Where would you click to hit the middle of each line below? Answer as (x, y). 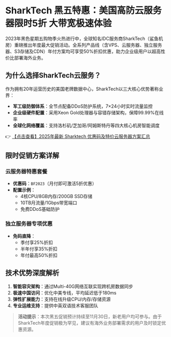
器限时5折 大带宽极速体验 (59, 23)
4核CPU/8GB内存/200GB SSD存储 (56, 196)
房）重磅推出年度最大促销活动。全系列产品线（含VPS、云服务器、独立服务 (84, 45)
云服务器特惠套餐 (26, 171)
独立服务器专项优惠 (29, 224)
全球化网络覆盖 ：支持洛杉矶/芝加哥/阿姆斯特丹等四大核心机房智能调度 (86, 125)
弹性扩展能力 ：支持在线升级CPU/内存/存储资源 (62, 299)
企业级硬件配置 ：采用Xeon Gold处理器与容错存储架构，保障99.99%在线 (88, 112)
